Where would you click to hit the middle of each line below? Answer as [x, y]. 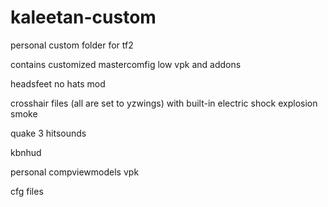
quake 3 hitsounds [48, 133]
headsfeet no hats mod [58, 83]
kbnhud [26, 152]
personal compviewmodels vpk [75, 172]
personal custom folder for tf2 [72, 45]
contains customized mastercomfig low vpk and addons [126, 64]
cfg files [27, 191]
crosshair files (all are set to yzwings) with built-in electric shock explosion [164, 103]
